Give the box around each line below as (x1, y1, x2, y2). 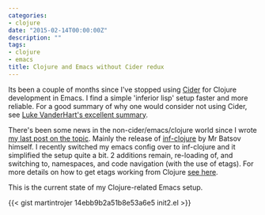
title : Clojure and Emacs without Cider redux (8, 63, 165, 71)
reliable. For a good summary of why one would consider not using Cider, (8, 101, 248, 111)
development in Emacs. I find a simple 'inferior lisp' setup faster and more (8, 92, 248, 103)
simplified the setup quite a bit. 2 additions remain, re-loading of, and (8, 150, 233, 160)
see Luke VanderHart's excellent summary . (8, 110, 149, 119)
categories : (8, 11, 47, 20)
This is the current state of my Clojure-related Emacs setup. (8, 183, 203, 192)
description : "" (8, 33, 62, 42)
